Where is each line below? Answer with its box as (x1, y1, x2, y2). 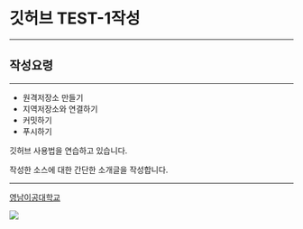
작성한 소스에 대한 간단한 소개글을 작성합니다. (9, 164, 169, 175)
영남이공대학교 (9, 191, 61, 203)
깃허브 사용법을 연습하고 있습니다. (9, 145, 128, 156)
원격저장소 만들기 (22, 92, 84, 103)
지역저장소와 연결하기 (22, 103, 98, 114)
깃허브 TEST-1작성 (9, 8, 141, 29)
